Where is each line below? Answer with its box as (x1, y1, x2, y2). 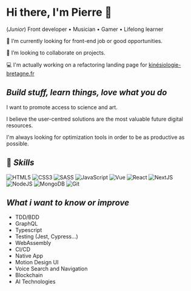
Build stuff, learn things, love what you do (6, 87, 167, 98)
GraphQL (15, 220, 38, 227)
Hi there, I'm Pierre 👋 (6, 5, 112, 19)
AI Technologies (15, 278, 56, 286)
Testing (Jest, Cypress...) (15, 233, 79, 240)
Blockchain (15, 272, 43, 279)
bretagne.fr (6, 70, 35, 77)
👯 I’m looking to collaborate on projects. (6, 48, 106, 56)
